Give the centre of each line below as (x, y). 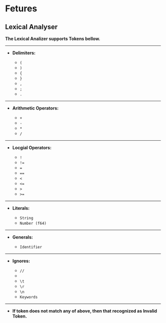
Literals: (21, 208)
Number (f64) (33, 223)
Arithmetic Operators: (35, 108)
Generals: (22, 237)
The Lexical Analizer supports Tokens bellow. (53, 39)
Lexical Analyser (31, 27)
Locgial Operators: (32, 148)
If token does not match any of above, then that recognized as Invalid (84, 311)
